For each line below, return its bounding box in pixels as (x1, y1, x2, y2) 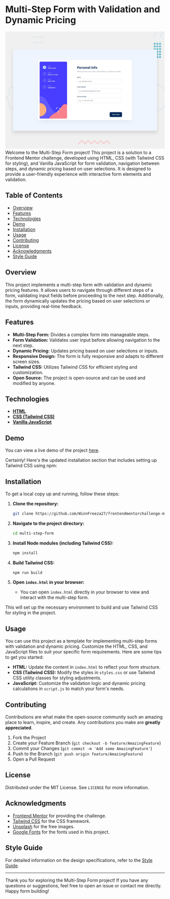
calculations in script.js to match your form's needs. (12, 685, 125, 692)
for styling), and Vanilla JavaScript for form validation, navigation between (5, 160, 160, 166)
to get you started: (5, 654, 44, 661)
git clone (12, 511, 34, 516)
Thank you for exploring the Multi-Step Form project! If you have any (5, 877, 148, 883)
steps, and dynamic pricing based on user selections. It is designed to (5, 166, 151, 172)
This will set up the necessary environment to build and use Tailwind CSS (5, 604, 158, 611)
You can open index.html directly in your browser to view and (20, 589, 149, 595)
